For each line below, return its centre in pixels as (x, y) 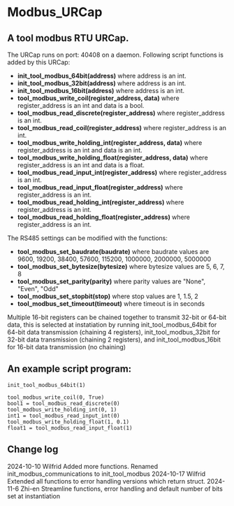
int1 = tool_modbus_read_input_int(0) (64, 416)
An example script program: (70, 369)
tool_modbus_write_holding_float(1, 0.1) (68, 422)
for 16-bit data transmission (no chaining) (67, 347)
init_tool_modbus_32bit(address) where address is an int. (102, 83)
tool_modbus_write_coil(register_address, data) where (98, 98)
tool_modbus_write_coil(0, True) (56, 397)
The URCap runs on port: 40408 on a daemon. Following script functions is (115, 55)
